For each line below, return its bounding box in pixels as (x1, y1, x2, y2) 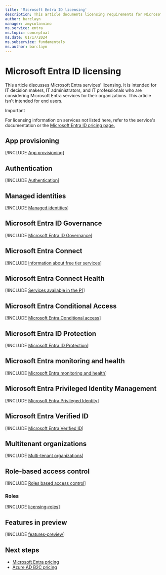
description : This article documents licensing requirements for (5, 12, 142, 17)
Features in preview (5, 518, 68, 526)
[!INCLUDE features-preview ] (5, 531, 65, 537)
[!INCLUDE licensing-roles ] (5, 504, 60, 510)
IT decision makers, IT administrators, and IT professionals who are (5, 87, 142, 93)
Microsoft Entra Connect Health (5, 274, 105, 283)
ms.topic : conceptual (5, 30, 50, 35)
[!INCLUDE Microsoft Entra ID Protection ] (5, 343, 89, 349)
